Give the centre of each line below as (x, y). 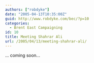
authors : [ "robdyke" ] (27, 10)
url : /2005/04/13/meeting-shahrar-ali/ (46, 42)
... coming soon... (23, 55)
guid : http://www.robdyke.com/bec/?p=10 (47, 19)
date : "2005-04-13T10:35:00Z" (36, 14)
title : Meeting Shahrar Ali (34, 37)
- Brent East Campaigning (36, 28)
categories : (17, 23)
